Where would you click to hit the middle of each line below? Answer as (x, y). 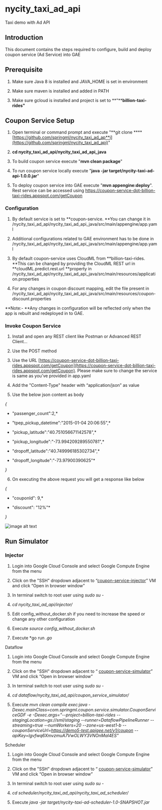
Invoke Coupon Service (33, 326)
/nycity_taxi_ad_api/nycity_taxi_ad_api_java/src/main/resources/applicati (84, 274)
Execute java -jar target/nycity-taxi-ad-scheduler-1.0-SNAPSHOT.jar (81, 802)
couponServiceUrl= (32, 730)
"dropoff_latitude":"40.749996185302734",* (56, 451)
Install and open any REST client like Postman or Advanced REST (77, 336)
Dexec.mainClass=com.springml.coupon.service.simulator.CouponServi (84, 710)
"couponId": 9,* (28, 498)
